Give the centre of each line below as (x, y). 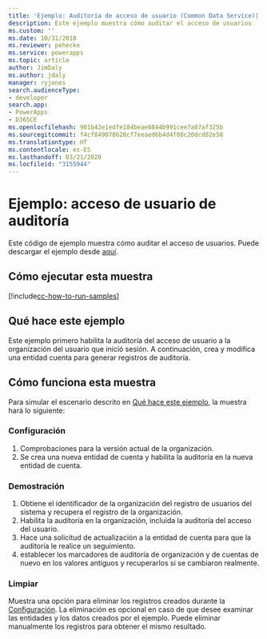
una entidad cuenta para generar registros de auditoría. (100, 357)
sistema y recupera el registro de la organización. (101, 512)
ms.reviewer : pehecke (44, 46)
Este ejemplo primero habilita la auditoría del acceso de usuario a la (120, 340)
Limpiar (23, 584)
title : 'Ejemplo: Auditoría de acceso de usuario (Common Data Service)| (134, 16)
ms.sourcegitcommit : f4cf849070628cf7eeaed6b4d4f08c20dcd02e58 (116, 134)
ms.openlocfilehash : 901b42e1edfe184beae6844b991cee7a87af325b (116, 127)
